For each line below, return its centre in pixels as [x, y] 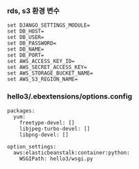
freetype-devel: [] [47, 122]
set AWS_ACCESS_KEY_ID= [41, 62]
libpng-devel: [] [44, 135]
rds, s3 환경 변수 [34, 10]
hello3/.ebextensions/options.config [69, 96]
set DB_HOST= [26, 31]
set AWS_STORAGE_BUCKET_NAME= [50, 73]
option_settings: [32, 146]
